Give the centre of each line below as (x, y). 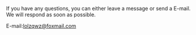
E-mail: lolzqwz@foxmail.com (41, 26)
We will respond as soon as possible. (51, 15)
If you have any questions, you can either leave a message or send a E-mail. (99, 8)
